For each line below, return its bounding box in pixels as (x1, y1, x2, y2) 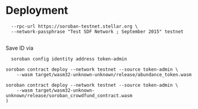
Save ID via (5, 44, 34, 52)
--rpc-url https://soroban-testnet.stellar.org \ (11, 23, 138, 29)
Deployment (5, 4, 69, 17)
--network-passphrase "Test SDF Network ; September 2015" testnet (11, 28, 184, 35)
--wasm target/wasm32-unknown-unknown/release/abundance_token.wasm (16, 71, 192, 78)
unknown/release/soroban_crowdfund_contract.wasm (5, 92, 133, 99)
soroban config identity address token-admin (11, 56, 128, 62)
